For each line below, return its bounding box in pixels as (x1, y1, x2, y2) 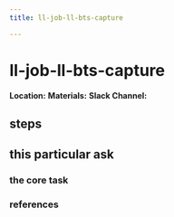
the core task (9, 174, 69, 186)
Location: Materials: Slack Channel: (9, 90, 148, 100)
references (9, 198, 59, 211)
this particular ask (9, 146, 115, 163)
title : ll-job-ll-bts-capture (9, 13, 124, 23)
